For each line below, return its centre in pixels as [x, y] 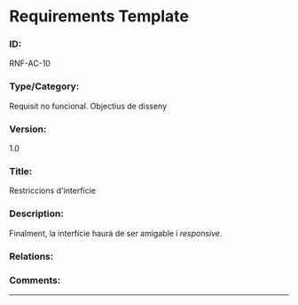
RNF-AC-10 [30, 63]
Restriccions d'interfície [52, 191]
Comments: [35, 280]
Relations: [31, 256]
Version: [28, 129]
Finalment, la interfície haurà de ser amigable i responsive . [116, 233]
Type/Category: [44, 86]
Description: [36, 213]
